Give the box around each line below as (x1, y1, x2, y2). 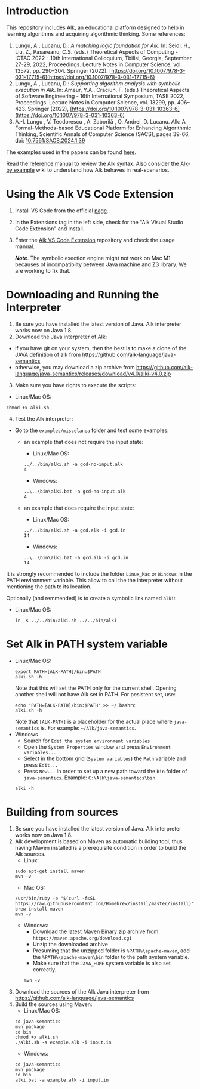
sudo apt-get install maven (14, 868, 85, 874)
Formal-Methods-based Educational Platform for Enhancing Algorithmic (14, 124, 192, 131)
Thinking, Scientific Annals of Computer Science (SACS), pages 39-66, (14, 130, 190, 138)
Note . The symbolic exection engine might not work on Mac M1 (14, 254, 171, 261)
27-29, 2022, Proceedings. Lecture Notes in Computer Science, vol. (14, 61, 182, 68)
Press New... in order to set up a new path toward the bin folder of (23, 767, 187, 775)
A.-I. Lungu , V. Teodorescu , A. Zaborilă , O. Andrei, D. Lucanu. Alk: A (14, 118, 186, 125)
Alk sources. (14, 850, 46, 857)
